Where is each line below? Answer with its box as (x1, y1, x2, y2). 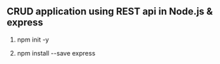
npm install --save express (16, 49, 95, 57)
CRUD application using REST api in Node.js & (6, 6, 213, 18)
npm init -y (16, 35, 49, 44)
